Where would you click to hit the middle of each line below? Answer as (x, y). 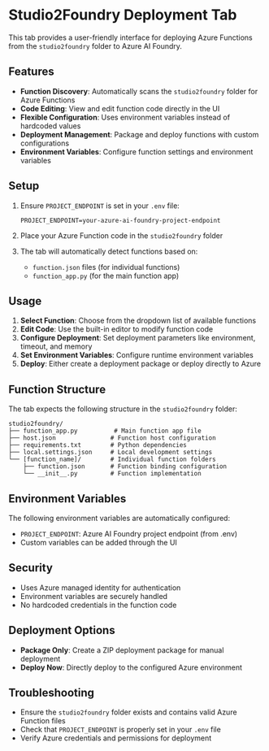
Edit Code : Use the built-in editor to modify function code (117, 329)
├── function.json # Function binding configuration (125, 467)
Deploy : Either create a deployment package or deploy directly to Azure (141, 364)
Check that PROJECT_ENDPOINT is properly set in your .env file (120, 730)
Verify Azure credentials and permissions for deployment (116, 738)
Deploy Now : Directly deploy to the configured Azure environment (131, 667)
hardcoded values (50, 126)
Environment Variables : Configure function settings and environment (137, 151)
